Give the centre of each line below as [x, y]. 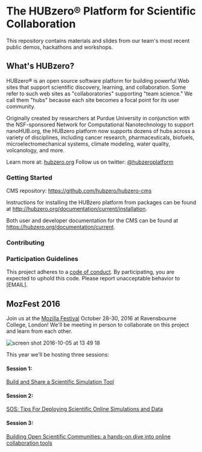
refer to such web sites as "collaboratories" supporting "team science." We [99, 93]
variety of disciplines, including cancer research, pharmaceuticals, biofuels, [100, 137]
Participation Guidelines [42, 259]
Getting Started [29, 178]
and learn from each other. [39, 331]
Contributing [25, 242]
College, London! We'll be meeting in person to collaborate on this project [98, 325]
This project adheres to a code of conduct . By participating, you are [90, 272]
